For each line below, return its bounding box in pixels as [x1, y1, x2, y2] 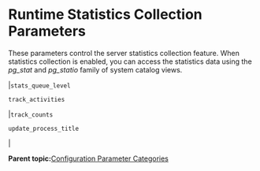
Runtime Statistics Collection [8, 6, 202, 24]
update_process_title [8, 125, 80, 132]
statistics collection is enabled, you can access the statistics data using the [8, 57, 252, 66]
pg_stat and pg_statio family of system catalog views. [8, 65, 183, 74]
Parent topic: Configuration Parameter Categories [8, 154, 169, 163]
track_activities [8, 95, 65, 103]
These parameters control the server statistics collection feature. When [8, 48, 240, 58]
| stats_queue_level [8, 80, 71, 90]
